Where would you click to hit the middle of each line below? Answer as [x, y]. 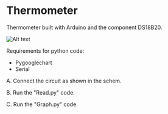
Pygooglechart [34, 62]
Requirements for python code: [45, 51]
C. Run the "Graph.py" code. [42, 104]
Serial [22, 69]
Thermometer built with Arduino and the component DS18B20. [84, 27]
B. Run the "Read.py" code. [40, 92]
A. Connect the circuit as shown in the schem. [64, 81]
